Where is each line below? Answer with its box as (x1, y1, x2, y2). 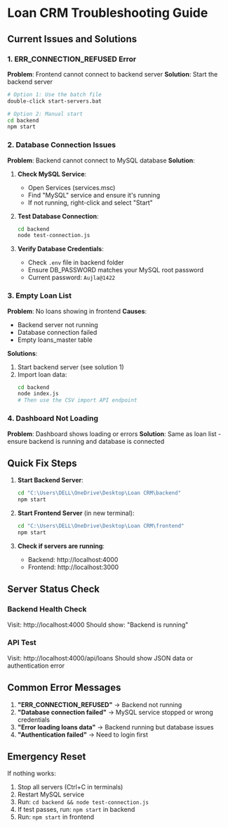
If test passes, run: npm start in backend (17, 805, 135, 814)
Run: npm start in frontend (17, 813, 95, 821)
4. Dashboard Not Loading (7, 414, 99, 423)
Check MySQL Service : (17, 170, 87, 178)
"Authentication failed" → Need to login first (17, 730, 149, 739)
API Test (7, 638, 36, 648)
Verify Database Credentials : (17, 245, 104, 253)
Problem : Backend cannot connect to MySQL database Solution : (7, 156, 195, 165)
